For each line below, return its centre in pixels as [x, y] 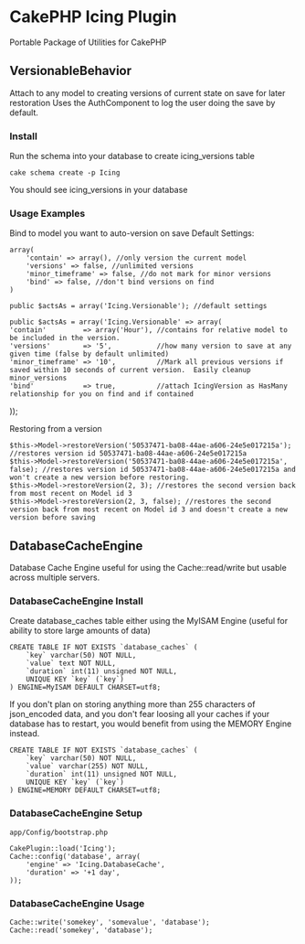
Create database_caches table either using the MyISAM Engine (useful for [149, 621]
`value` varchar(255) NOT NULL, [87, 767]
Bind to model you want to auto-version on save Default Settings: [132, 233]
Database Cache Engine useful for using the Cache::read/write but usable [148, 568]
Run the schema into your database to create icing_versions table [132, 156]
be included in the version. [65, 338]
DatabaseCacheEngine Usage [77, 903]
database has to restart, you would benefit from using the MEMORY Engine [151, 724]
